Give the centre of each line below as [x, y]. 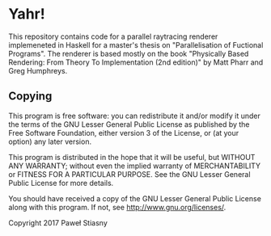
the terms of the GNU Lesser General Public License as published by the [129, 124]
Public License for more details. [61, 183]
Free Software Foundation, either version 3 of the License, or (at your [124, 133]
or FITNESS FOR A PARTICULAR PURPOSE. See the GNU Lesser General [129, 174]
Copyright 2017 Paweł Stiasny [58, 222]
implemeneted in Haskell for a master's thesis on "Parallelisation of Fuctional [136, 44]
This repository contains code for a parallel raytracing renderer [113, 36]
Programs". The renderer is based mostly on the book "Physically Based [129, 53]
